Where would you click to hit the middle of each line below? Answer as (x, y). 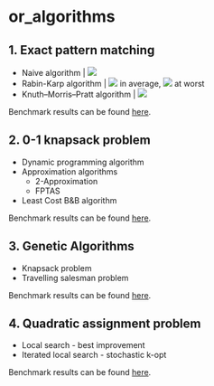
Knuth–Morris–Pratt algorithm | (79, 94)
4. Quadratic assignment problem (105, 324)
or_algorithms (62, 17)
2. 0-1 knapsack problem (79, 141)
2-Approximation (66, 181)
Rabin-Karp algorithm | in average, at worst (113, 84)
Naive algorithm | (54, 73)
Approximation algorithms (70, 171)
